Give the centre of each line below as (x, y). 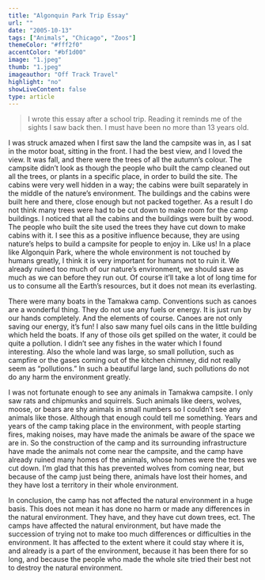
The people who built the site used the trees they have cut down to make (127, 227)
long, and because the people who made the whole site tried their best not (130, 559)
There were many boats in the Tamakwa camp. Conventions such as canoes (132, 301)
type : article (32, 97)
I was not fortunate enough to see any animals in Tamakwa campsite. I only (131, 392)
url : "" (21, 23)
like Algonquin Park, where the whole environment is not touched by (119, 252)
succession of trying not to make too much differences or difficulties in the (130, 534)
